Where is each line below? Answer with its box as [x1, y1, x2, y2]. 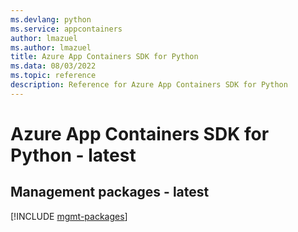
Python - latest [10, 144, 137, 166]
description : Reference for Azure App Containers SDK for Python [10, 80, 288, 90]
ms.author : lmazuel [10, 42, 92, 53]
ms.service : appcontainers [10, 24, 123, 34]
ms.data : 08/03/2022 [10, 61, 97, 71]
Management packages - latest [10, 184, 210, 201]
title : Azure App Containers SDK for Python [10, 52, 199, 62]
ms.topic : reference [10, 71, 97, 81]
